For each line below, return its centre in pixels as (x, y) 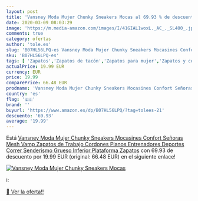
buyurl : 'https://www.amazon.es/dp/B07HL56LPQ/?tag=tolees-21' (85, 110)
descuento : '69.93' (30, 116)
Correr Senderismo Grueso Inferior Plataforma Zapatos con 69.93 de (90, 150)
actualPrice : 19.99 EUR (35, 66)
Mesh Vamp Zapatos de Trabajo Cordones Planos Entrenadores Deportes (95, 144)
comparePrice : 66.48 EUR (37, 83)
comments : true (25, 34)
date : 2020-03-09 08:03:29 (39, 22)
